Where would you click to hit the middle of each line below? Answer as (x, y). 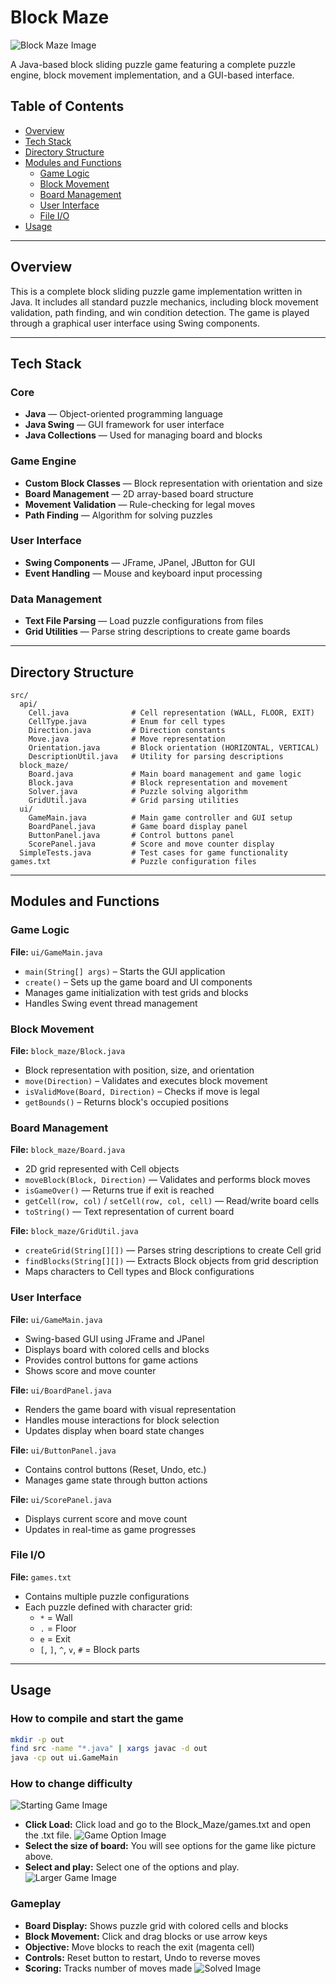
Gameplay (36, 1904)
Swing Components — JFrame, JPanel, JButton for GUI (140, 562)
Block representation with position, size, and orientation (139, 1070)
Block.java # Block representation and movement (158, 782)
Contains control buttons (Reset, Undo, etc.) (115, 1469)
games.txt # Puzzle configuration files (133, 861)
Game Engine (43, 461)
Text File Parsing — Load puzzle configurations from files (144, 621)
